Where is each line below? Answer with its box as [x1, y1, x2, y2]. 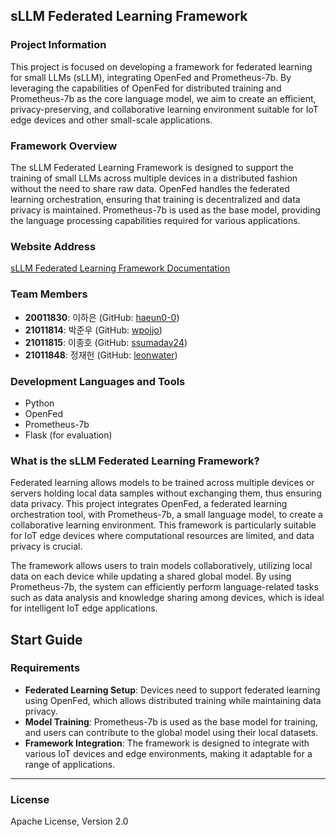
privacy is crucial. [10, 540, 83, 553]
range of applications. [24, 758, 116, 770]
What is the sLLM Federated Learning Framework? [10, 454, 260, 468]
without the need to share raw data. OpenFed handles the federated [10, 182, 290, 194]
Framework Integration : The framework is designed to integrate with [24, 737, 310, 749]
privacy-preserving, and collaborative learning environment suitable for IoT [10, 103, 319, 115]
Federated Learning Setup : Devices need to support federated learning [24, 684, 321, 696]
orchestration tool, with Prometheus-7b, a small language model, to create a [10, 509, 323, 521]
